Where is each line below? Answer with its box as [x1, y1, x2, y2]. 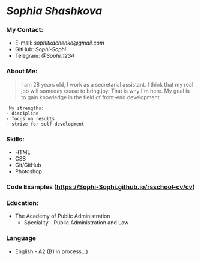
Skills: [6, 135, 25, 143]
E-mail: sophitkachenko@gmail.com [14, 39, 104, 46]
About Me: [6, 67, 38, 76]
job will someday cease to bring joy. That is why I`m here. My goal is [20, 87, 190, 94]
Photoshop [14, 168, 42, 175]
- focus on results [6, 115, 55, 121]
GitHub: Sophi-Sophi [14, 46, 67, 53]
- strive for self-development [6, 121, 85, 127]
